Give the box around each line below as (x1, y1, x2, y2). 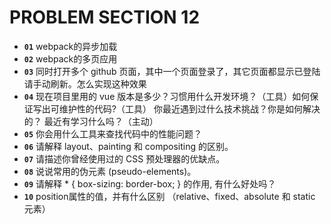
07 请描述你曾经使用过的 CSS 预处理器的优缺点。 (23, 152, 226, 165)
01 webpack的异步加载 (23, 40, 118, 52)
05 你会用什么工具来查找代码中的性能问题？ (23, 127, 203, 140)
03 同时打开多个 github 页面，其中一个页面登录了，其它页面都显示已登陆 (23, 65, 321, 77)
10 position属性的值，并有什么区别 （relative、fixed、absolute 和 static (23, 190, 316, 202)
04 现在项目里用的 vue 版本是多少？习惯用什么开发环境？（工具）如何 (23, 90, 311, 102)
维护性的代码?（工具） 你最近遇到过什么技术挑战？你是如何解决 (58, 102, 321, 115)
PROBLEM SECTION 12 (9, 6, 201, 29)
